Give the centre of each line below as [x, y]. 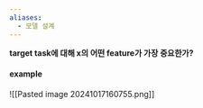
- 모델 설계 [36, 26]
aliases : [26, 18]
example [26, 74]
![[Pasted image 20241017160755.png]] [82, 94]
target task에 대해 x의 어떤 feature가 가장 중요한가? [101, 53]
